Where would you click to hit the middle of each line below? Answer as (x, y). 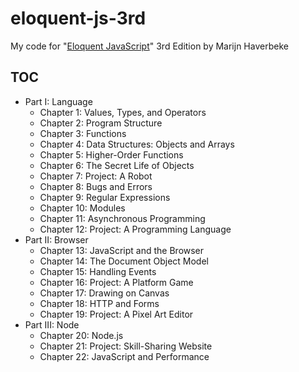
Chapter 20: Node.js (81, 335)
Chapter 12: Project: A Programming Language (135, 229)
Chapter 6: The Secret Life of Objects (117, 165)
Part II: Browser (56, 239)
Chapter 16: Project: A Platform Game (116, 282)
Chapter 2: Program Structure (101, 123)
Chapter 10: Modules (82, 208)
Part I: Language (58, 101)
